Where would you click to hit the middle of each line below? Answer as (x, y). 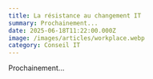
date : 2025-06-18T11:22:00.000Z (62, 30)
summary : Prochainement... (53, 23)
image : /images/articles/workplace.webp (77, 38)
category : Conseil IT (44, 45)
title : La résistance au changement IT (75, 16)
